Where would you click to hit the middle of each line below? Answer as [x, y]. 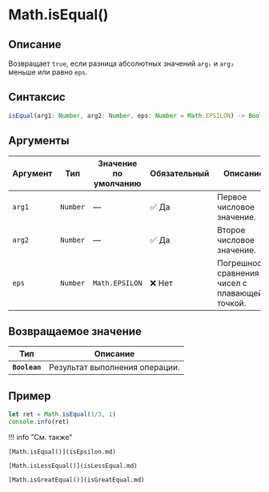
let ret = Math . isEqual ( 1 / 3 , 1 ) [62, 414]
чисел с [233, 283]
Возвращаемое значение [75, 331]
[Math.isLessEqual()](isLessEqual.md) [73, 466]
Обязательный [180, 173]
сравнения [238, 272]
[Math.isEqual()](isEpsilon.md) [62, 452]
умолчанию [117, 183]
